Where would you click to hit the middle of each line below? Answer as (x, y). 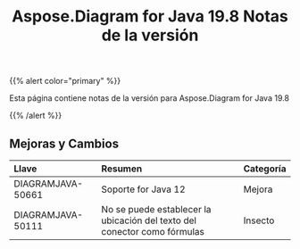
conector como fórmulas (153, 232)
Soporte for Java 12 (143, 189)
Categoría (265, 169)
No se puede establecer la (156, 209)
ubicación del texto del (149, 220)
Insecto (259, 220)
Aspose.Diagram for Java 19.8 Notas (150, 17)
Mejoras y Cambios (64, 143)
